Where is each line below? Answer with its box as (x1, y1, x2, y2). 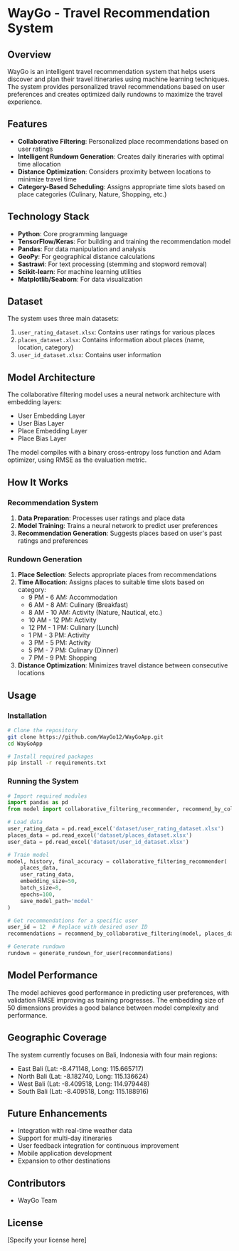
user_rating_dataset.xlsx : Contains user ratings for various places (17, 328, 216, 337)
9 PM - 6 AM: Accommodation (28, 593, 118, 602)
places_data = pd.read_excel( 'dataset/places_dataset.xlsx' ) (7, 831, 193, 839)
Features (7, 118, 48, 130)
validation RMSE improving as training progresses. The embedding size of (7, 996, 224, 1004)
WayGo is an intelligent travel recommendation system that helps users (7, 68, 216, 75)
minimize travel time (17, 174, 77, 183)
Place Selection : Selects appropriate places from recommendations (17, 571, 217, 579)
